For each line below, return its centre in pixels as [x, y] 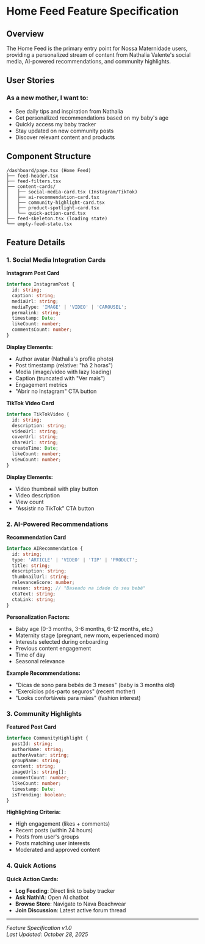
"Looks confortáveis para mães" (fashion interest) [78, 697]
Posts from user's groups [47, 837]
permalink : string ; [37, 312]
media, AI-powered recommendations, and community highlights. [89, 61]
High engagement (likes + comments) [63, 824]
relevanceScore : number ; [43, 583]
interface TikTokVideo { [38, 414]
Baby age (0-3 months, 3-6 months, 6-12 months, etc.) [84, 629]
